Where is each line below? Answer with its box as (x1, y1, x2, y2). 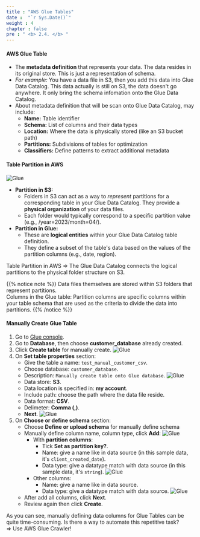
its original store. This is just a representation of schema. (14, 70, 156, 77)
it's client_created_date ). (42, 455, 106, 463)
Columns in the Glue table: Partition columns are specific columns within (6, 293, 186, 300)
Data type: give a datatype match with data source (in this (42, 461, 186, 469)
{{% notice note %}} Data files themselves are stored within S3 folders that (6, 280, 193, 287)
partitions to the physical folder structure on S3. (6, 268, 125, 276)
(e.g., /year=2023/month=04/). (23, 218, 101, 226)
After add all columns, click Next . (23, 493, 107, 501)
